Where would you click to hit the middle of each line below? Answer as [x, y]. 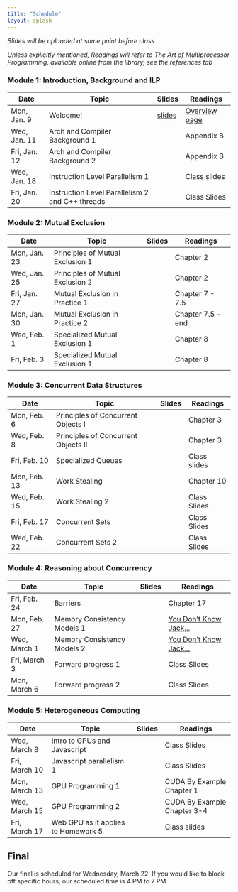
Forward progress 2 [87, 685]
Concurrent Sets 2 [86, 543]
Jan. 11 [24, 140]
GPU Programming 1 [86, 785]
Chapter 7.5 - [198, 315]
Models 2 [70, 648]
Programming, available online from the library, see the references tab [110, 62]
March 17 [27, 831]
